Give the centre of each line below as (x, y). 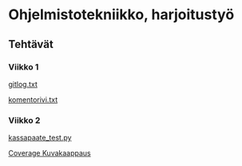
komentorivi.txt (33, 99)
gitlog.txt (23, 84)
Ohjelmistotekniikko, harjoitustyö (121, 15)
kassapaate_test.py (40, 138)
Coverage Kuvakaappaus (50, 153)
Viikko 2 (24, 120)
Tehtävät (31, 44)
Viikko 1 (24, 67)
